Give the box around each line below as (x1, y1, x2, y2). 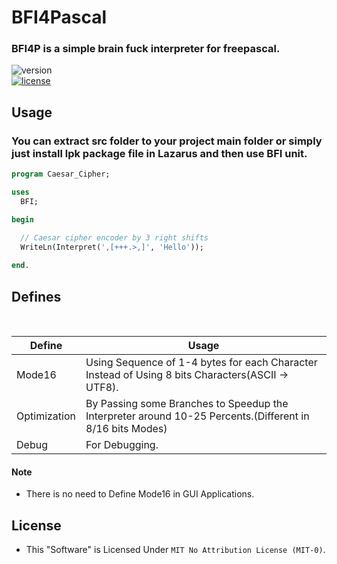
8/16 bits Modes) (85, 421, 168, 435)
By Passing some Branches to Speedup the (85, 396, 289, 410)
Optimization (16, 409, 77, 423)
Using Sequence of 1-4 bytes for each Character (85, 355, 318, 369)
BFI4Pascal (11, 6, 108, 29)
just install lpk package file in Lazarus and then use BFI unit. (11, 146, 308, 160)
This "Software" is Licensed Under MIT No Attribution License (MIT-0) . (25, 544, 326, 555)
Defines (11, 288, 62, 305)
